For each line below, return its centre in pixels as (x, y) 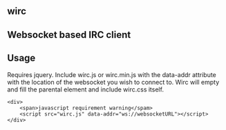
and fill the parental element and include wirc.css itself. (86, 89)
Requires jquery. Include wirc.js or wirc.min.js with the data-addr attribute (112, 74)
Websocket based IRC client (69, 35)
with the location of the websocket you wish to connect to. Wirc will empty (113, 82)
